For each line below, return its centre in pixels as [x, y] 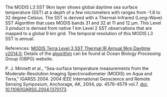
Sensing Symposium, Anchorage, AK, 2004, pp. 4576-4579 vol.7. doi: [77, 84]
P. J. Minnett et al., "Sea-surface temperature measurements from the [77, 68]
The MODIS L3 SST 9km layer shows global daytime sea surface [72, 7]
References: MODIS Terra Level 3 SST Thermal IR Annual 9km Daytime [78, 48]
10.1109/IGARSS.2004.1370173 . [36, 89]
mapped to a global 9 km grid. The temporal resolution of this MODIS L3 [79, 33]
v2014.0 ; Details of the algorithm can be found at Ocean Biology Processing [83, 53]
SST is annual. [20, 39]
